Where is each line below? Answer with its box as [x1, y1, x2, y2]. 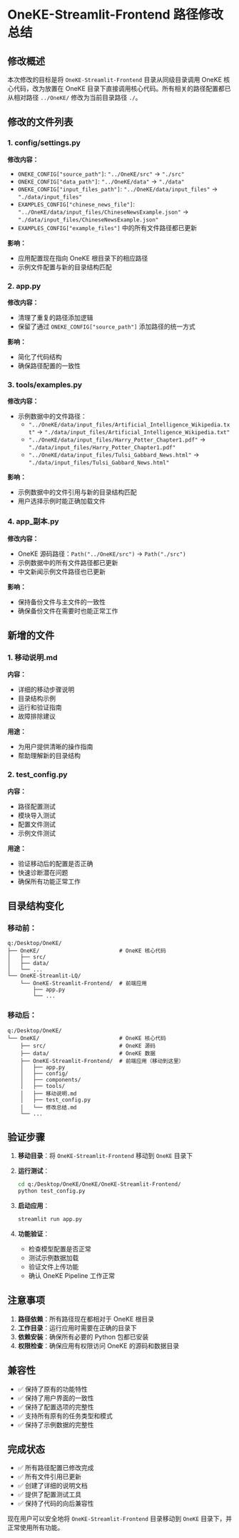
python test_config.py [17, 1187, 86, 1195]
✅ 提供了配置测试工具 [17, 1490, 82, 1499]
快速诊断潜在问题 [17, 868, 68, 877]
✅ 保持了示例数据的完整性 [17, 1420, 94, 1429]
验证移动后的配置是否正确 [17, 859, 93, 868]
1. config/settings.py [7, 138, 81, 148]
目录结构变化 [7, 899, 64, 912]
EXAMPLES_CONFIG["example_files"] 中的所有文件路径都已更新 [17, 223, 198, 232]
